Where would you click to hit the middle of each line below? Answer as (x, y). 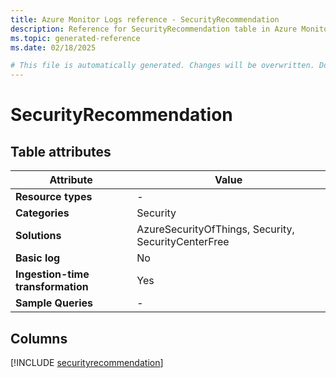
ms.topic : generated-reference (75, 38)
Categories (42, 213)
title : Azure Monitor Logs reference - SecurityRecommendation (145, 19)
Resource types (54, 197)
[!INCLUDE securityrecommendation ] (87, 362)
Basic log (38, 258)
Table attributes (61, 151)
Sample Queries (54, 303)
